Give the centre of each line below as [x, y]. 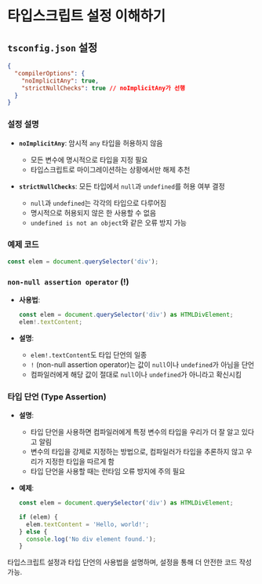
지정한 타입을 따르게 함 [80, 461]
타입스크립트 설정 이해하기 [87, 16]
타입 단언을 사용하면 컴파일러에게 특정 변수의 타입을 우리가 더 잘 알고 [135, 432]
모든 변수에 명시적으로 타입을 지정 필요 [89, 160]
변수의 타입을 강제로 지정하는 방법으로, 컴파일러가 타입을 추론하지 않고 [137, 452]
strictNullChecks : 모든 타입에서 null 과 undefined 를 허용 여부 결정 [122, 186]
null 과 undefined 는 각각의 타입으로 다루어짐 [98, 203]
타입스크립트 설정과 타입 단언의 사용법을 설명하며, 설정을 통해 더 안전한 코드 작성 [130, 562]
